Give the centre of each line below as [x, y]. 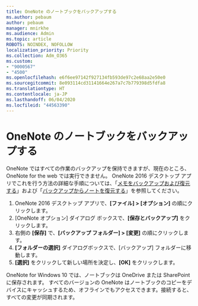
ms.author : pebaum [29, 17]
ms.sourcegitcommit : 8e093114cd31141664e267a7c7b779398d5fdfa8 [86, 83]
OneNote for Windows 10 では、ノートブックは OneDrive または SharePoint [98, 275]
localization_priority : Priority [47, 50]
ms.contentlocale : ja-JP [37, 94]
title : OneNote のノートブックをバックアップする [61, 12]
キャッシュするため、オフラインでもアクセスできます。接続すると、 [109, 290]
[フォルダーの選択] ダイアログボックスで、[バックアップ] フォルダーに [100, 248]
